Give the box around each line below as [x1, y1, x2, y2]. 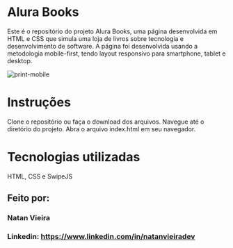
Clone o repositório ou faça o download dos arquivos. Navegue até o [7, 117, 204, 126]
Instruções [7, 94, 72, 110]
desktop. [7, 56, 33, 65]
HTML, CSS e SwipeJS [7, 172, 73, 181]
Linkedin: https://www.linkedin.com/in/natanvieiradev [7, 232, 195, 242]
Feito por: [7, 192, 50, 204]
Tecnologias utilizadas [7, 149, 140, 165]
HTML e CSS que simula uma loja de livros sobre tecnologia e [7, 34, 184, 42]
